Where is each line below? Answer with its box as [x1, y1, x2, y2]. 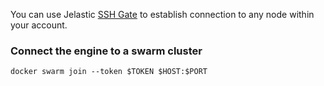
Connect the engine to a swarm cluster [10, 44, 203, 58]
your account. [10, 19, 68, 31]
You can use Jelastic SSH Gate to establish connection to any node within [10, 9, 315, 20]
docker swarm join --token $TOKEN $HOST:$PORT [10, 67, 208, 77]
